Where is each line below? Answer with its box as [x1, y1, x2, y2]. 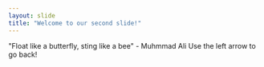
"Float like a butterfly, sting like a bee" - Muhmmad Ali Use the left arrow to [8, 41, 257, 50]
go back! [8, 49, 38, 59]
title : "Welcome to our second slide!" [8, 19, 142, 27]
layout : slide [8, 11, 56, 20]
